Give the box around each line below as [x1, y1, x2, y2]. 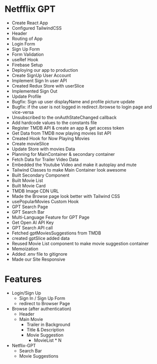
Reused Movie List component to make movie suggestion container [11, 240, 149, 246]
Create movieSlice [11, 140, 49, 146]
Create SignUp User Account [11, 72, 71, 78]
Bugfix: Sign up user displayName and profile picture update [11, 98, 135, 104]
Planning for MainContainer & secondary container [11, 151, 115, 157]
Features [4, 273, 42, 285]
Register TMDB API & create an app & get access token [11, 125, 124, 131]
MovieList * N [34, 337, 62, 343]
